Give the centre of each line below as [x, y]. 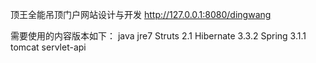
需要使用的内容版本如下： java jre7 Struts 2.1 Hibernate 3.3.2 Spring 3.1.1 [158, 36]
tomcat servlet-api [48, 47]
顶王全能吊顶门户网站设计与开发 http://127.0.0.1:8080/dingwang [141, 14]
